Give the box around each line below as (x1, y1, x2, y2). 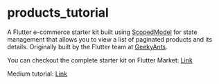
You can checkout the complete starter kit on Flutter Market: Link (7, 56, 193, 64)
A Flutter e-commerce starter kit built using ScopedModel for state (7, 28, 198, 36)
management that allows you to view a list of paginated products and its (7, 35, 213, 43)
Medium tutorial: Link (7, 69, 68, 78)
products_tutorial (7, 5, 109, 21)
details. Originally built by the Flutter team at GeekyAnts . (7, 42, 168, 51)
